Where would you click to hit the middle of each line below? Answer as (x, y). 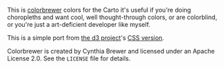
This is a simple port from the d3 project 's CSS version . (85, 38)
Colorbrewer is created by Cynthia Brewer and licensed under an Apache (111, 51)
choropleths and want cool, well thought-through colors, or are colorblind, (112, 17)
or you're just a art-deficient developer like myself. (79, 24)
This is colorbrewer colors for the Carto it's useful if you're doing (99, 10)
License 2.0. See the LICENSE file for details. (69, 58)
